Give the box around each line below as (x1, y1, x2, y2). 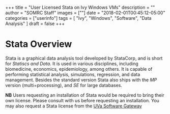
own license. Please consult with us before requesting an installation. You (5, 97, 159, 103)
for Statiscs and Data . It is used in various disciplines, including (5, 61, 138, 67)
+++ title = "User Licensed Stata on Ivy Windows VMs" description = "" (5, 5, 155, 10)
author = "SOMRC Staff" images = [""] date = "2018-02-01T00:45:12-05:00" (5, 10, 165, 16)
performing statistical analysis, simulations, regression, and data (5, 71, 140, 77)
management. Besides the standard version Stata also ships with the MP (5, 76, 157, 83)
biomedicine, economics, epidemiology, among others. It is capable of (5, 66, 153, 72)
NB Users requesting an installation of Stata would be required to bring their (5, 92, 164, 98)
